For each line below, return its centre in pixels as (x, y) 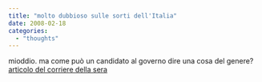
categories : (28, 31)
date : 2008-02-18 (37, 23)
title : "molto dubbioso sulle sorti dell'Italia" (93, 16)
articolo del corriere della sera (58, 70)
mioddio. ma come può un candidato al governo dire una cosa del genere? (131, 61)
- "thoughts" (37, 38)
